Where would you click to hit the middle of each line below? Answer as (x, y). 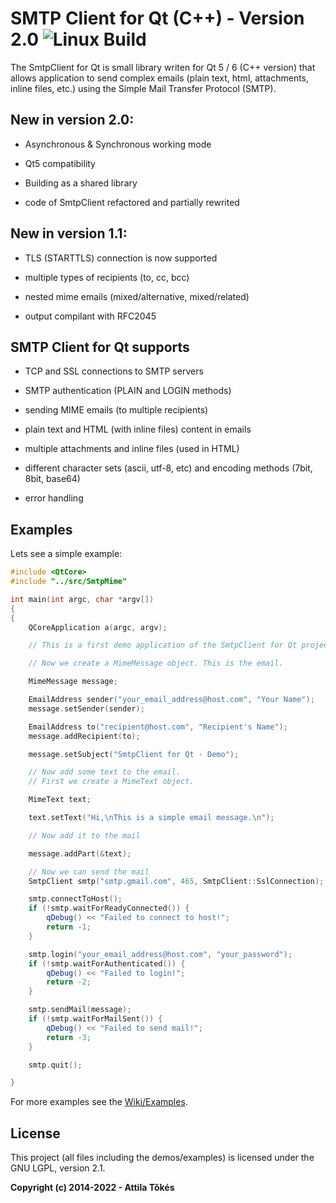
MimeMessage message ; (73, 682)
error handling (54, 498)
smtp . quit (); (55, 1065)
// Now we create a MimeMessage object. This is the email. (156, 663)
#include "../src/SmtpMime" (69, 582)
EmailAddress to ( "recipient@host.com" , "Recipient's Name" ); (158, 727)
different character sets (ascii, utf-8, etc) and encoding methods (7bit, (168, 468)
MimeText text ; (60, 800)
